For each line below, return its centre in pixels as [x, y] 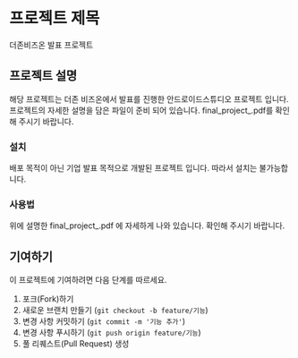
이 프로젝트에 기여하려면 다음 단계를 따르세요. [88, 280]
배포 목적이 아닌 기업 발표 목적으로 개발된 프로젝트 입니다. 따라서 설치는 [133, 168]
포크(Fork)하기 [48, 299]
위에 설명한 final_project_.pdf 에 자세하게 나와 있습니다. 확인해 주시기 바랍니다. [147, 226]
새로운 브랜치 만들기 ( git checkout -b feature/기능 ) [115, 311]
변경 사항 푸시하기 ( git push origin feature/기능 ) [111, 333]
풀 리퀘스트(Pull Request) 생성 [76, 344]
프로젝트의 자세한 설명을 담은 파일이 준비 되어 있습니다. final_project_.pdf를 [141, 110]
